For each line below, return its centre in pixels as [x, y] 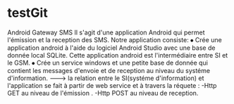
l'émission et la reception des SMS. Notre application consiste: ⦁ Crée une [115, 39]
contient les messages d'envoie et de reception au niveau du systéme [109, 70]
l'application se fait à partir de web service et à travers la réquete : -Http [112, 85]
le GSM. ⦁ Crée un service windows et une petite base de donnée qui [107, 63]
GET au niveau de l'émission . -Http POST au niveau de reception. [103, 93]
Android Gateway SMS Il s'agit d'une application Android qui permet [106, 32]
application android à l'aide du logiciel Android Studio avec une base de [111, 48]
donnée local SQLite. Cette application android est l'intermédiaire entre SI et [118, 55]
